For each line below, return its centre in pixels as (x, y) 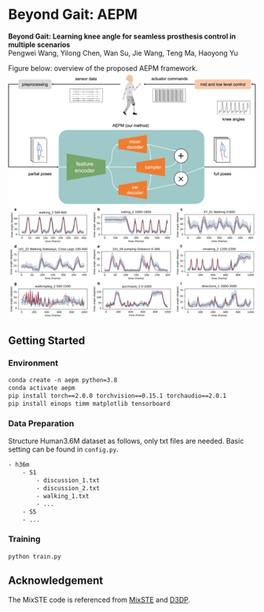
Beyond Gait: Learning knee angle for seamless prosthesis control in (122, 36)
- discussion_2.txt (68, 488)
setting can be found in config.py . (64, 449)
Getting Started (47, 340)
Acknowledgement (56, 581)
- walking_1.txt (63, 496)
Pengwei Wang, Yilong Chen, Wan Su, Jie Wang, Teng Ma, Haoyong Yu (123, 53)
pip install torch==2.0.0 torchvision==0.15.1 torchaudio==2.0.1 (117, 396)
